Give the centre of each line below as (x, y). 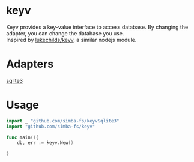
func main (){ (23, 137)
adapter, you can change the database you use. (65, 33)
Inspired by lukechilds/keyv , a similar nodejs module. (71, 40)
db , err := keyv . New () (45, 143)
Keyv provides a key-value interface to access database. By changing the (97, 27)
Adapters (30, 64)
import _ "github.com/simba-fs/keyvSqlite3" (63, 121)
